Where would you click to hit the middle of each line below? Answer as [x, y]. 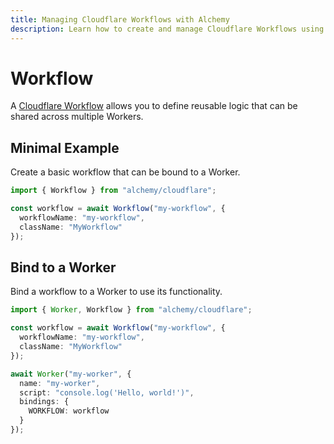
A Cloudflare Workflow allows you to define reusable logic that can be [154, 106]
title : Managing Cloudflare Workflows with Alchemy [120, 19]
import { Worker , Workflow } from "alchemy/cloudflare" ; [131, 310]
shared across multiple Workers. [77, 117]
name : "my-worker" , [60, 383]
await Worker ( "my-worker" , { [71, 374]
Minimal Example [65, 147]
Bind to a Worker [63, 267]
